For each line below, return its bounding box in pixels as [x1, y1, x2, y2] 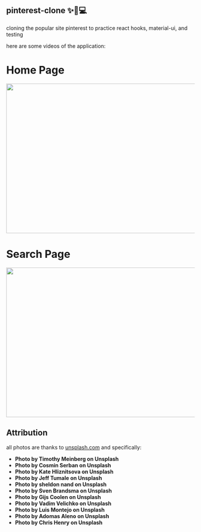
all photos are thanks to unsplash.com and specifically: [6, 443, 142, 451]
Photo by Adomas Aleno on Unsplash [14, 512, 109, 519]
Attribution [6, 428, 48, 438]
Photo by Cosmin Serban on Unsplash [14, 461, 112, 469]
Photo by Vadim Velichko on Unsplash [14, 500, 112, 507]
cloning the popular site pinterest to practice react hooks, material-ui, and [6, 24, 188, 32]
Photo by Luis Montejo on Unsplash [14, 506, 105, 513]
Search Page [6, 247, 71, 261]
